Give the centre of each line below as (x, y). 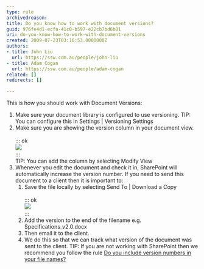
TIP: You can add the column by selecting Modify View (84, 161)
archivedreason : (27, 18)
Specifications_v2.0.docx (55, 227)
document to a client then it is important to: (69, 180)
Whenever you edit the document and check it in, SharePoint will (96, 168)
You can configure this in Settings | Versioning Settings (84, 121)
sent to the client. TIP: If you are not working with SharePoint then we (111, 246)
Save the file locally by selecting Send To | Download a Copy (100, 187)
